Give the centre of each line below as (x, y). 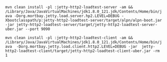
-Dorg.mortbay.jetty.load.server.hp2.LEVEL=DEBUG (67, 16)
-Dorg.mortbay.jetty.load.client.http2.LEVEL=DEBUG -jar (77, 46)
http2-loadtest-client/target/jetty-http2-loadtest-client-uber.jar (78, 51)
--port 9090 (38, 29)
